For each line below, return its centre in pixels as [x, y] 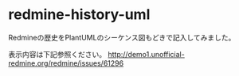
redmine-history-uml [79, 15]
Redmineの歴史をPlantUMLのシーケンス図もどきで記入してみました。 [122, 37]
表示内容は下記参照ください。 [57, 54]
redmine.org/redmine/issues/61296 [66, 63]
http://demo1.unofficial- [146, 54]
